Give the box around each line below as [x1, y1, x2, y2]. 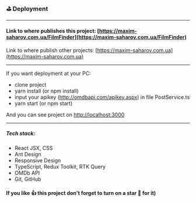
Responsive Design [14, 157, 61, 164]
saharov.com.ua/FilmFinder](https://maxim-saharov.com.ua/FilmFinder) [6, 33, 187, 40]
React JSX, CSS [14, 145, 53, 152]
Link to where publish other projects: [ [6, 46, 97, 54]
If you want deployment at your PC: [6, 70, 92, 77]
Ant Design [14, 151, 42, 158]
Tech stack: [6, 130, 36, 137]
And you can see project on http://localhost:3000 [6, 111, 125, 118]
